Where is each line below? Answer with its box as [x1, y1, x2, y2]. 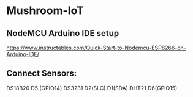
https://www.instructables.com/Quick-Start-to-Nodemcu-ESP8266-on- [6, 44, 187, 51]
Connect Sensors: [6, 68, 77, 79]
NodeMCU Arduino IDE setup [6, 28, 119, 38]
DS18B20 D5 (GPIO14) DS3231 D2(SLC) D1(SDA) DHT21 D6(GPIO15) [6, 84, 178, 92]
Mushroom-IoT [6, 4, 84, 18]
